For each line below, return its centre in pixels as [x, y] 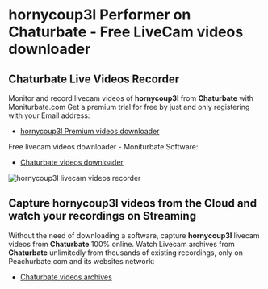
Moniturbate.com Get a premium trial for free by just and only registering [129, 107]
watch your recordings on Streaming [102, 216]
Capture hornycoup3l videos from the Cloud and [132, 203]
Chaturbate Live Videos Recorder [94, 79]
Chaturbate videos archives [66, 277]
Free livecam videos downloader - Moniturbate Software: [103, 147]
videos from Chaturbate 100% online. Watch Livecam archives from [122, 244]
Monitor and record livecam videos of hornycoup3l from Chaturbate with [131, 98]
